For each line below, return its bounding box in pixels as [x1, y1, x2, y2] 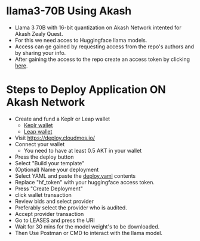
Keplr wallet [23, 121, 53, 129]
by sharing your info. [14, 49, 66, 56]
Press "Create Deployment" [14, 185, 84, 192]
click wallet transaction [14, 191, 72, 198]
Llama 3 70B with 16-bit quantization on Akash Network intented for [14, 24, 182, 31]
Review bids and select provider [14, 197, 94, 205]
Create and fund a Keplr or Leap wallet [14, 115, 110, 122]
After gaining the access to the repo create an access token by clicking [14, 55, 190, 63]
